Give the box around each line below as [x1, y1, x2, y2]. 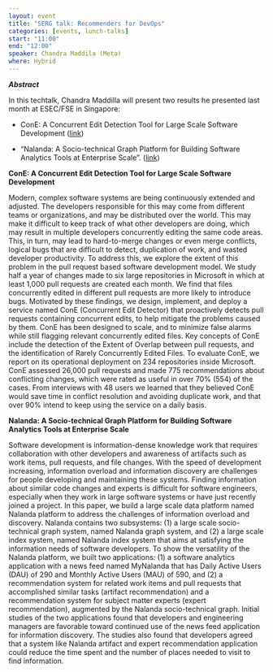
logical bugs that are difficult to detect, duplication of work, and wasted [8, 245, 248, 254]
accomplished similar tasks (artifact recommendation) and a [8, 587, 210, 596]
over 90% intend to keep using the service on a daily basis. [8, 400, 207, 410]
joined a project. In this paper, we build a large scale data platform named [8, 501, 254, 510]
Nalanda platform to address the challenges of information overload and [8, 509, 250, 518]
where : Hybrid [8, 58, 57, 66]
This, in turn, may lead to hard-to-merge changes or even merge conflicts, [8, 236, 258, 245]
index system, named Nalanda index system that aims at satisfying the [8, 535, 244, 544]
